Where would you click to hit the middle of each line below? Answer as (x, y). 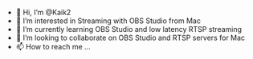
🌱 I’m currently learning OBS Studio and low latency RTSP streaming (129, 29)
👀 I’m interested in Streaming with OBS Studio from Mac (108, 21)
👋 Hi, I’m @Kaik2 (43, 12)
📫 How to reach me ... (53, 47)
